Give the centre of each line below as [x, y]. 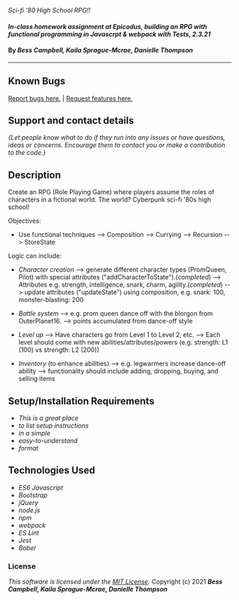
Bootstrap [33, 495]
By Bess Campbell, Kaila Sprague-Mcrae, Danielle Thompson [101, 50]
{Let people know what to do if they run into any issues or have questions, [117, 138]
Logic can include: [35, 256]
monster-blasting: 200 [51, 300]
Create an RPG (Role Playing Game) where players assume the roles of [111, 192]
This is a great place [48, 418]
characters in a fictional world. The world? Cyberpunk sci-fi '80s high [110, 200]
